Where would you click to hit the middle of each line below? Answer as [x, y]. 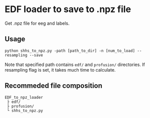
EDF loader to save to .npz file [68, 9]
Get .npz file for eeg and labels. [37, 23]
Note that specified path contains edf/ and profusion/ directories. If [75, 65]
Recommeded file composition [53, 86]
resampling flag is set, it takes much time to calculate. [60, 70]
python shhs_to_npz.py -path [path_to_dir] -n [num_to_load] [70, 51]
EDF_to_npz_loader [24, 97]
